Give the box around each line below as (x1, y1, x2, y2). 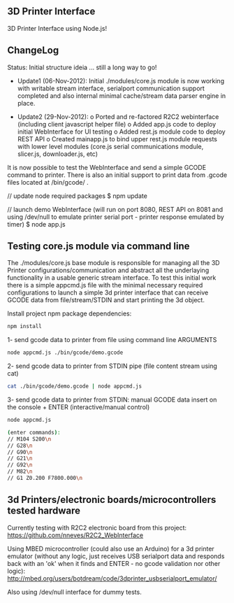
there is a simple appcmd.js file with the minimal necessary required (7, 281, 203, 290)
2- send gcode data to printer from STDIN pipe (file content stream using (7, 362, 218, 370)
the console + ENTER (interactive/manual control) (7, 403, 150, 411)
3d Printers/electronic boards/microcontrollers (7, 494, 217, 506)
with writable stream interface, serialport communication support (17, 84, 205, 92)
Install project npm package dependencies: (7, 309, 132, 318)
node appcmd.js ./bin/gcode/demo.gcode (7, 349, 124, 356)
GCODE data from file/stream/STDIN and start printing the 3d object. (7, 296, 205, 304)
